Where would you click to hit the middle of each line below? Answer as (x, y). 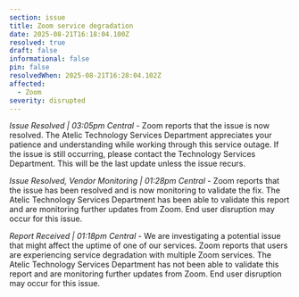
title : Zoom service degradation (71, 26)
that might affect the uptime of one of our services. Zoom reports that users (149, 245)
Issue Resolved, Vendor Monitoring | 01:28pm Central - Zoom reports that (144, 181)
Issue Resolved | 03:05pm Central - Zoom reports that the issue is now (140, 126)
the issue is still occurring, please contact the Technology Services (133, 154)
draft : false (33, 51)
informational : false (50, 59)
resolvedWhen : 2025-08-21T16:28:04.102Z (86, 76)
